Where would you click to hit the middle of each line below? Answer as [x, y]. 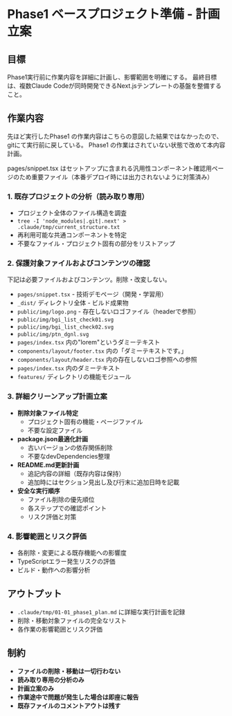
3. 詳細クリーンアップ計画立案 [57, 396]
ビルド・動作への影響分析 [54, 570]
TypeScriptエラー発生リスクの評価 [66, 561]
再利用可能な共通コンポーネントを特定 [72, 235]
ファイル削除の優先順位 [61, 499]
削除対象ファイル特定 [47, 413]
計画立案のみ [35, 688]
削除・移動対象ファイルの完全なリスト [72, 621]
